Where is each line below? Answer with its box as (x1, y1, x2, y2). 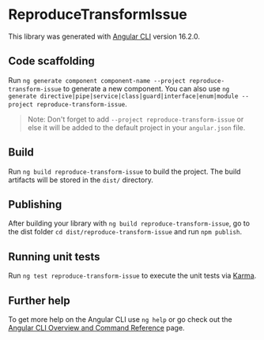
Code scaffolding (8, 54, 95, 68)
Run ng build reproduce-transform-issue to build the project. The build (8, 166, 241, 176)
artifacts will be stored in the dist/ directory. (8, 175, 154, 185)
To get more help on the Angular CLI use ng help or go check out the (8, 315, 232, 324)
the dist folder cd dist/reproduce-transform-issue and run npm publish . (8, 227, 243, 237)
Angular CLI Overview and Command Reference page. (8, 323, 185, 332)
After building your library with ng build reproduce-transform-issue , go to (8, 219, 251, 228)
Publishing (8, 197, 62, 211)
